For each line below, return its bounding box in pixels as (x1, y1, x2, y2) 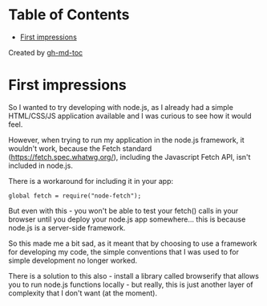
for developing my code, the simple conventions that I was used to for (8, 247, 239, 256)
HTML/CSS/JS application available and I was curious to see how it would (8, 111, 252, 120)
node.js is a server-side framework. (8, 222, 126, 232)
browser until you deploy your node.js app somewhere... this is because (8, 214, 246, 224)
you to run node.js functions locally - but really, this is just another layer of (8, 279, 254, 289)
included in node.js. (8, 161, 74, 170)
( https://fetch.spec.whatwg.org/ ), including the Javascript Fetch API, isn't (8, 152, 251, 161)
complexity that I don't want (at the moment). (8, 288, 158, 298)
